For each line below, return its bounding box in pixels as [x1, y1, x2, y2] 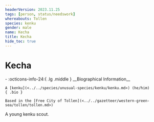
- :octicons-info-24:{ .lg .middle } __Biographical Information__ [5, 76, 131, 82]
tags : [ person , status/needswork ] [5, 12, 76, 17]
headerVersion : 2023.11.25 [5, 7, 60, 12]
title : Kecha [5, 35, 32, 40]
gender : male [5, 25, 32, 30]
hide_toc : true [5, 39, 36, 44]
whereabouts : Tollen [5, 16, 47, 21]
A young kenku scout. [5, 111, 49, 117]
